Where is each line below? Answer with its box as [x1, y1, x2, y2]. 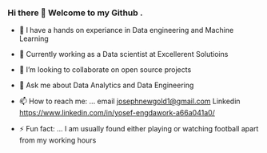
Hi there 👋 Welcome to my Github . [7, 7, 143, 18]
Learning [18, 34, 49, 43]
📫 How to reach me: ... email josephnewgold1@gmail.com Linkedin [18, 96, 241, 107]
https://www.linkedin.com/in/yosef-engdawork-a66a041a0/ [18, 108, 215, 118]
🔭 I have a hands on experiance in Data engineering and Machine [18, 26, 234, 35]
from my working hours [18, 135, 97, 145]
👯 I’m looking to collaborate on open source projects [18, 65, 192, 74]
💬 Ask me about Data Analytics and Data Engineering [18, 80, 194, 91]
